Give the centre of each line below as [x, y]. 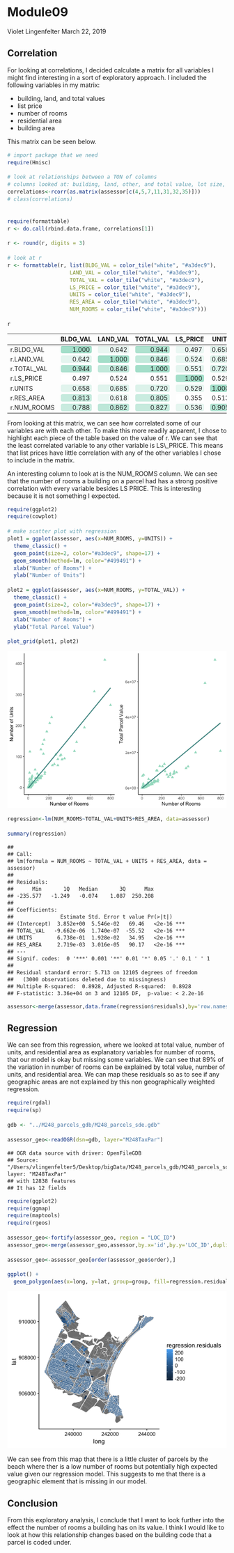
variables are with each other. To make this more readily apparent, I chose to [117, 430]
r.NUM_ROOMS [32, 407]
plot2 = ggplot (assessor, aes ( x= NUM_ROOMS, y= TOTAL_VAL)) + [96, 590]
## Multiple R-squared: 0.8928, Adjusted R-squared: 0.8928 [99, 986]
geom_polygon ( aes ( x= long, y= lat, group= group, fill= [92, 1282]
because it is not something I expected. [64, 496]
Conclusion [33, 1503]
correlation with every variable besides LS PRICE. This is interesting [104, 488]
